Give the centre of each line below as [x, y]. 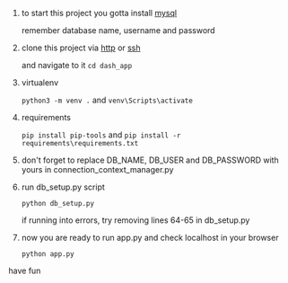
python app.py [48, 254]
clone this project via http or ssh [81, 48]
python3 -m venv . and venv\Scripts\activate [107, 100]
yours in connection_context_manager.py [97, 169]
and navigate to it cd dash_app [77, 65]
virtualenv [40, 83]
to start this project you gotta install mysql [99, 13]
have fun [25, 270]
